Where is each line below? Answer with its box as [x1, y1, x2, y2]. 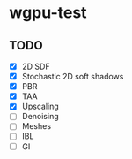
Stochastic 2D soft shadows [21, 72, 124, 82]
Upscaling [21, 101, 59, 112]
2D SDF [21, 61, 50, 72]
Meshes [21, 121, 51, 132]
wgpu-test [9, 3, 87, 23]
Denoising [21, 111, 59, 122]
